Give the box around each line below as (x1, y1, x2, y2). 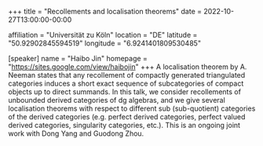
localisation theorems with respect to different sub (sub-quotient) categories (8, 104, 256, 113)
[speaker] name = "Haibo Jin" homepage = (8, 54, 148, 63)
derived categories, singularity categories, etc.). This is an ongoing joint (8, 121, 241, 130)
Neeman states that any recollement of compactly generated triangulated (8, 71, 246, 79)
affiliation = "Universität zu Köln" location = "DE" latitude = (8, 31, 198, 39)
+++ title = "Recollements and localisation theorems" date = (8, 7, 203, 16)
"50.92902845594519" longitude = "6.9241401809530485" (8, 38, 202, 48)
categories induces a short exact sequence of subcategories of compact (8, 78, 244, 88)
